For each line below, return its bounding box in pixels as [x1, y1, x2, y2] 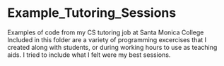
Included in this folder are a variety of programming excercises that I [7, 35, 207, 44]
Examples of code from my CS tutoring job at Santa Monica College [7, 28, 204, 37]
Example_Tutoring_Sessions [7, 5, 177, 21]
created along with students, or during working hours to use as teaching [7, 43, 218, 51]
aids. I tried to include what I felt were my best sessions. [7, 51, 171, 59]
